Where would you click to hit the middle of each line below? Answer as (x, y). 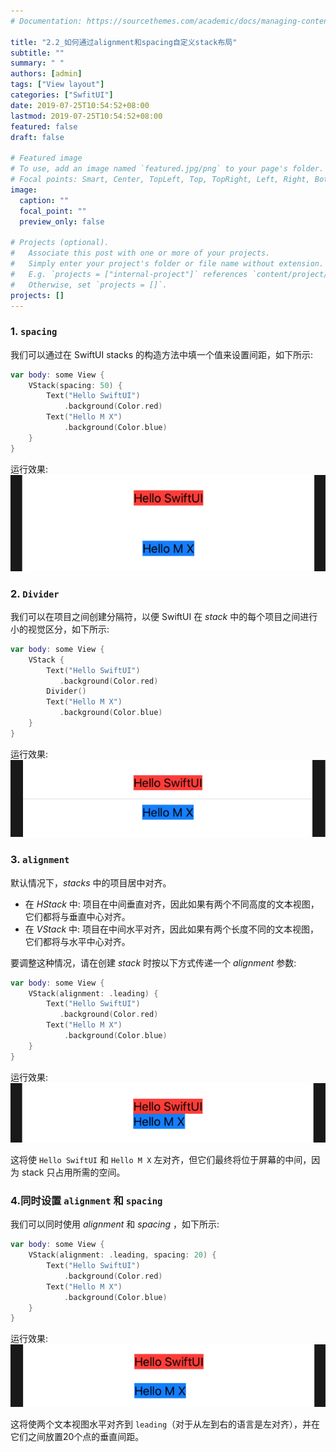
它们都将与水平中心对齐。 (77, 941)
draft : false (37, 137)
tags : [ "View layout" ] (57, 85)
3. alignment (40, 860)
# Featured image (46, 158)
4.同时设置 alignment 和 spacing (86, 1200)
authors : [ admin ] (46, 74)
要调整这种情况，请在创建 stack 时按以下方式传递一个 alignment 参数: (153, 962)
